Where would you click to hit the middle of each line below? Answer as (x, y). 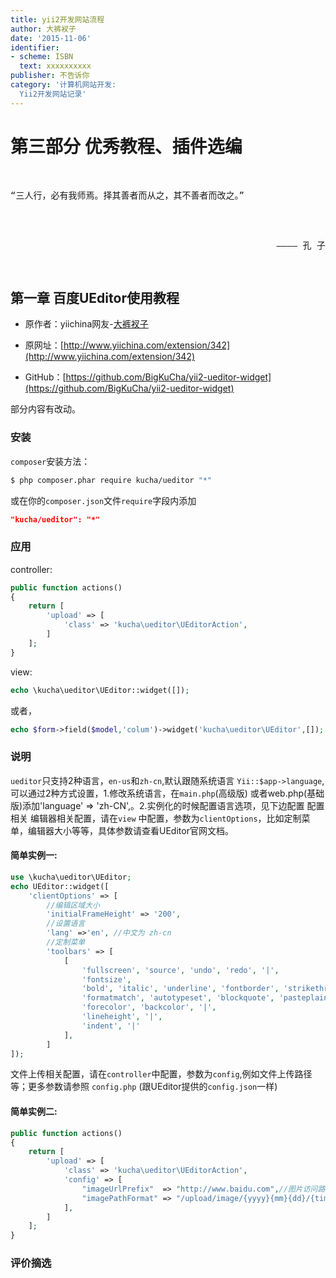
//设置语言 (66, 924)
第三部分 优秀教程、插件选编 (126, 146)
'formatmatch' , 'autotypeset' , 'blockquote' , (178, 998)
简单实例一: (34, 855)
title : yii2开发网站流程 (57, 19)
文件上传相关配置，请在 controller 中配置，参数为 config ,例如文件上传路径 (161, 1074)
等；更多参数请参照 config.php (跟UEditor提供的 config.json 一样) (144, 1087)
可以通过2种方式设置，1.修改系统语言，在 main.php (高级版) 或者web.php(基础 (167, 793)
